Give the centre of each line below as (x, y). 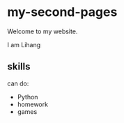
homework (33, 104)
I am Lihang (24, 44)
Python (28, 97)
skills (19, 67)
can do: (18, 83)
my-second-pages (62, 12)
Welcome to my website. (42, 31)
